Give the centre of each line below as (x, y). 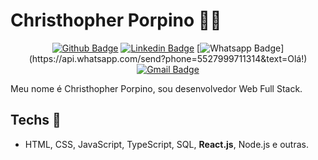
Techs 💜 (36, 120)
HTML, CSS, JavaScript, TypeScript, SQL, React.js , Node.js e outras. (167, 144)
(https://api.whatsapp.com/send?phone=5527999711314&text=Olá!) (168, 58)
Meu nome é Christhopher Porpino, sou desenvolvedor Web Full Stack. (156, 88)
